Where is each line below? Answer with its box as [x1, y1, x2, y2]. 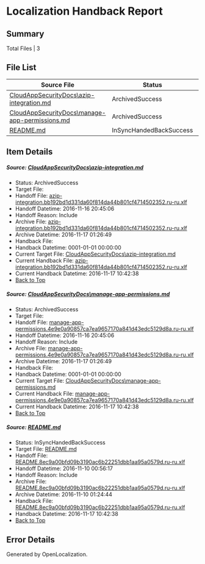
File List [6, 62, 37, 73]
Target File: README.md [15, 446, 77, 453]
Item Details [6, 146, 53, 157]
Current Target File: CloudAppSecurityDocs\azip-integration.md [15, 250, 176, 258]
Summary [6, 29, 45, 39]
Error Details [6, 534, 55, 544]
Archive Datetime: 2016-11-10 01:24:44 [15, 491, 113, 498]
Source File [40, 81, 74, 89]
